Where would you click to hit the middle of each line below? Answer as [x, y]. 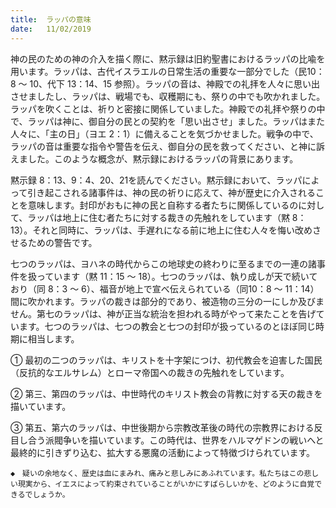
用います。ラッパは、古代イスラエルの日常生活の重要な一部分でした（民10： [167, 71]
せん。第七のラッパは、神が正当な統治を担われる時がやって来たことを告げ [163, 313]
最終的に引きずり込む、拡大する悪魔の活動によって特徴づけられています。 [163, 452]
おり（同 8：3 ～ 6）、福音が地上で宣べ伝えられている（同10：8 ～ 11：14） [165, 288]
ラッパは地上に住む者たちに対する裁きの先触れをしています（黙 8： [167, 217]
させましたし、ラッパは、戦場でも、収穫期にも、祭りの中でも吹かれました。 [168, 96]
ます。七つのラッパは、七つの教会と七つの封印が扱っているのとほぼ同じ [167, 326]
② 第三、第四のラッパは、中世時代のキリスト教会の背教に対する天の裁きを [166, 393]
